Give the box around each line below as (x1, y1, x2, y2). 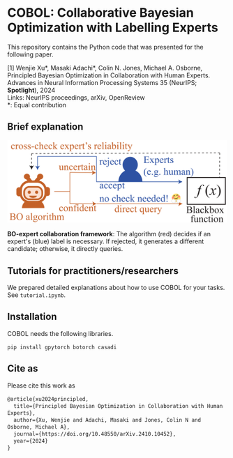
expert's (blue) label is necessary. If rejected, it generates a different (7, 237, 204, 245)
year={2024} (13, 437, 49, 444)
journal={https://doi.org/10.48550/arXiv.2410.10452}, (13, 430, 176, 437)
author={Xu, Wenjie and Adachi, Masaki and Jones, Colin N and (13, 416, 201, 423)
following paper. (7, 50, 54, 59)
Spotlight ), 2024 (7, 86, 56, 94)
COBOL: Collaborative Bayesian (7, 5, 194, 21)
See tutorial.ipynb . (7, 291, 66, 299)
